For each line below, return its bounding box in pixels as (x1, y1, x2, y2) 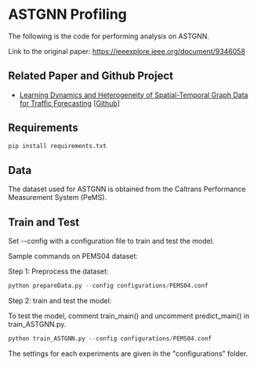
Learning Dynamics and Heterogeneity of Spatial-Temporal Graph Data (19, 90, 248, 100)
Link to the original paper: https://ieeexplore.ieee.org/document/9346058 (8, 46, 245, 56)
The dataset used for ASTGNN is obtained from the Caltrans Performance (8, 184, 246, 194)
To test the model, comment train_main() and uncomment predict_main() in (8, 311, 250, 321)
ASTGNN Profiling (8, 5, 128, 24)
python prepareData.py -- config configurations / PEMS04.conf (8, 282, 209, 290)
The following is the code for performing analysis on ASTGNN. (8, 31, 210, 41)
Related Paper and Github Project (8, 69, 174, 83)
